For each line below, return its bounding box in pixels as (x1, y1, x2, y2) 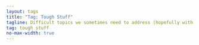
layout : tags (6, 8, 39, 15)
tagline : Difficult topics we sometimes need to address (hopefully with (6, 19, 194, 25)
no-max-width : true (6, 30, 55, 36)
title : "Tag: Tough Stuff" (6, 14, 73, 20)
